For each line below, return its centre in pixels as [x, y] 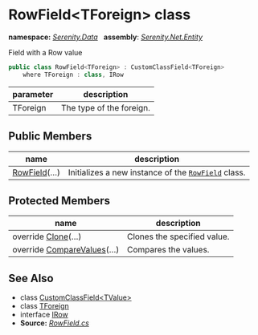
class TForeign [45, 306]
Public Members [50, 137]
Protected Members [59, 201]
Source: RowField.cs [55, 323]
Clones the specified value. [178, 236]
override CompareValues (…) [66, 250]
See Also [31, 278]
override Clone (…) [47, 236]
